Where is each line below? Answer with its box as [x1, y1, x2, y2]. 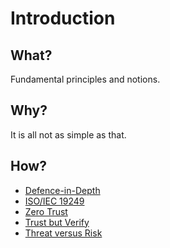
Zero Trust [24, 205, 68, 217]
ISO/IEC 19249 [24, 195, 85, 207]
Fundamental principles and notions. [10, 73, 161, 85]
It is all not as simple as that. [10, 128, 127, 141]
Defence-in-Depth [24, 184, 101, 196]
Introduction [10, 7, 116, 30]
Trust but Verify [24, 216, 90, 228]
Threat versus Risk [24, 227, 103, 239]
